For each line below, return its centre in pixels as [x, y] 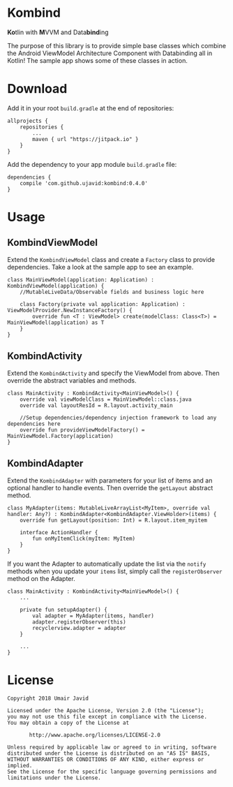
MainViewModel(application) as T [56, 323]
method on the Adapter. [41, 578]
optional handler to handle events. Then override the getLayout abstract [110, 487]
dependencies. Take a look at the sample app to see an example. [100, 267]
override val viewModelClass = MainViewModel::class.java [106, 399]
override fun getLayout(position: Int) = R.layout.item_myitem [114, 520]
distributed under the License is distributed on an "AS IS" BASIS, [109, 753]
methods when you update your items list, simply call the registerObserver [115, 571]
